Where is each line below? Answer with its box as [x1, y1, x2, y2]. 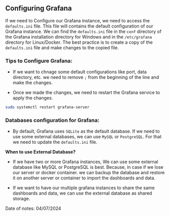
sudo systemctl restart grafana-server [5, 105, 90, 110]
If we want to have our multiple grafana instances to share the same [12, 185, 155, 191]
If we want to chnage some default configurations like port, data [12, 69, 147, 75]
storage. [12, 196, 30, 202]
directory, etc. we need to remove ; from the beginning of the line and [12, 74, 159, 80]
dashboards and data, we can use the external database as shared [12, 190, 152, 196]
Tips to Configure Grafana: [5, 57, 73, 64]
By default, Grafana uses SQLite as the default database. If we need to [12, 128, 160, 134]
